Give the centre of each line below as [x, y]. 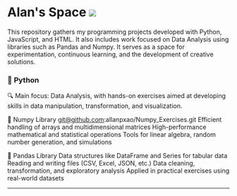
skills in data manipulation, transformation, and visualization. [95, 106]
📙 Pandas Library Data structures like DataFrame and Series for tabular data [117, 156]
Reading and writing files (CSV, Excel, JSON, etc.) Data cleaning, [101, 164]
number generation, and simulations [60, 142]
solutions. [22, 61]
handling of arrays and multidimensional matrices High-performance [107, 127]
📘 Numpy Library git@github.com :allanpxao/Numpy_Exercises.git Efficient [115, 120]
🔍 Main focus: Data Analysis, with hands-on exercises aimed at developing [117, 96]
